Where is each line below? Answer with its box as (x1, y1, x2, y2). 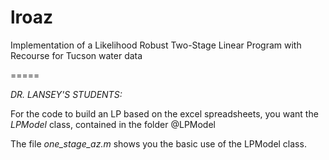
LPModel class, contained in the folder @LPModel (10, 118, 216, 130)
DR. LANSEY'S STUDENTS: (10, 88, 123, 100)
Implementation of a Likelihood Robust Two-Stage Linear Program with (10, 39, 302, 51)
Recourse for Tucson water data (10, 49, 143, 61)
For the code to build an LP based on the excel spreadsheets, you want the (10, 107, 319, 120)
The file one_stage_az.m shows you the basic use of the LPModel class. (10, 137, 307, 150)
